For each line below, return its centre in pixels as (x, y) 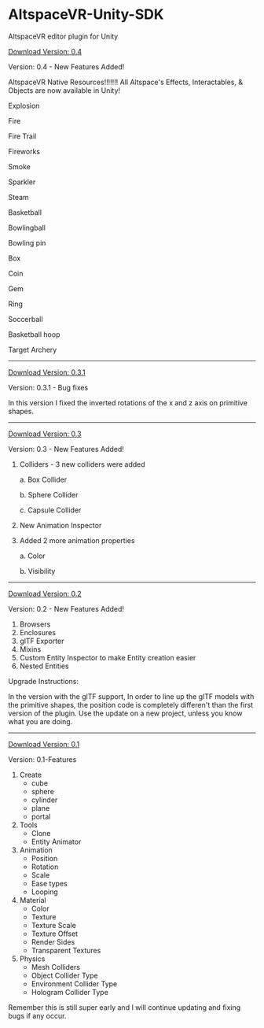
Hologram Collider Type (70, 992)
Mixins (30, 649)
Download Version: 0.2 (45, 594)
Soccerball (26, 319)
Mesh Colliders (56, 967)
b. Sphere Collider (49, 494)
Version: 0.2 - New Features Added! (66, 608)
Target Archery (33, 349)
